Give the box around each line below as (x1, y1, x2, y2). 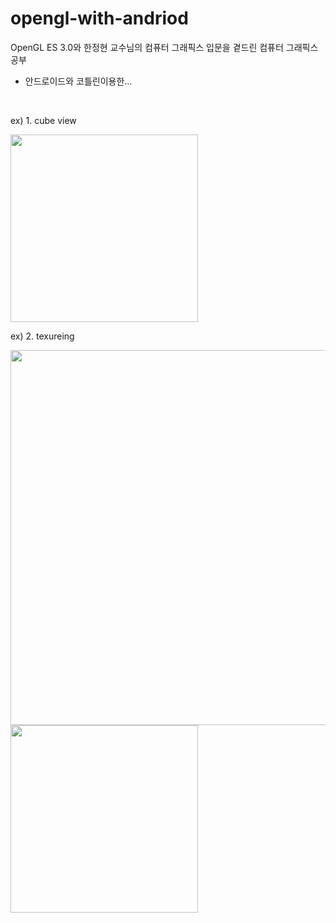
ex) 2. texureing (10, 330, 75, 342)
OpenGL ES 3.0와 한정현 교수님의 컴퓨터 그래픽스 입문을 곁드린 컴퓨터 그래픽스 (10, 41, 319, 53)
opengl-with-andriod (10, 7, 189, 30)
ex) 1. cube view (10, 114, 77, 126)
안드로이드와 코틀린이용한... (24, 75, 133, 87)
